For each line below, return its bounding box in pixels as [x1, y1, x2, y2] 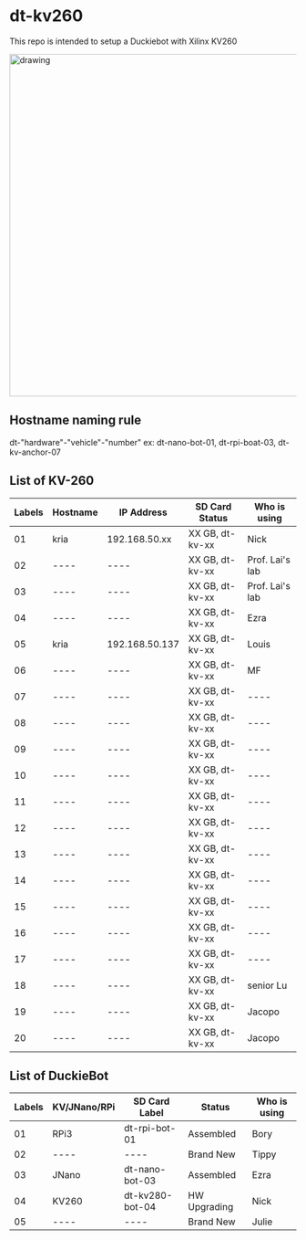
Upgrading [188, 1201, 234, 1214]
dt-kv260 [9, 5, 84, 26]
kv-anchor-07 [9, 447, 61, 457]
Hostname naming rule [9, 413, 142, 428]
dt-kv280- [124, 1189, 173, 1202]
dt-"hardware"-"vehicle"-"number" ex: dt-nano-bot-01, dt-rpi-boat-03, [9, 436, 276, 447]
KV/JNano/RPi [52, 1101, 116, 1114]
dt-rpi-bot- [124, 1122, 177, 1135]
